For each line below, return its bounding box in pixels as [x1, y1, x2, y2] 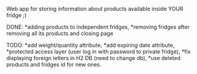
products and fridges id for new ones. [6, 61, 102, 68]
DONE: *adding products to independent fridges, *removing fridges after [6, 24, 190, 30]
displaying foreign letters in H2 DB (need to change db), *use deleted [6, 55, 180, 61]
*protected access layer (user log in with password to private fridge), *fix [6, 48, 191, 55]
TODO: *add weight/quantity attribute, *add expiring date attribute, [6, 42, 175, 49]
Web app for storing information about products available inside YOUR [6, 5, 184, 12]
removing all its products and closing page [6, 30, 114, 37]
